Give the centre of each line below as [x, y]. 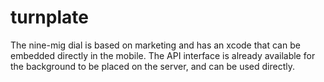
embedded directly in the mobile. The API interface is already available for [163, 55]
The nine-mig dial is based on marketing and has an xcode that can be [155, 45]
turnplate [49, 17]
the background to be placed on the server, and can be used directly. [152, 66]
